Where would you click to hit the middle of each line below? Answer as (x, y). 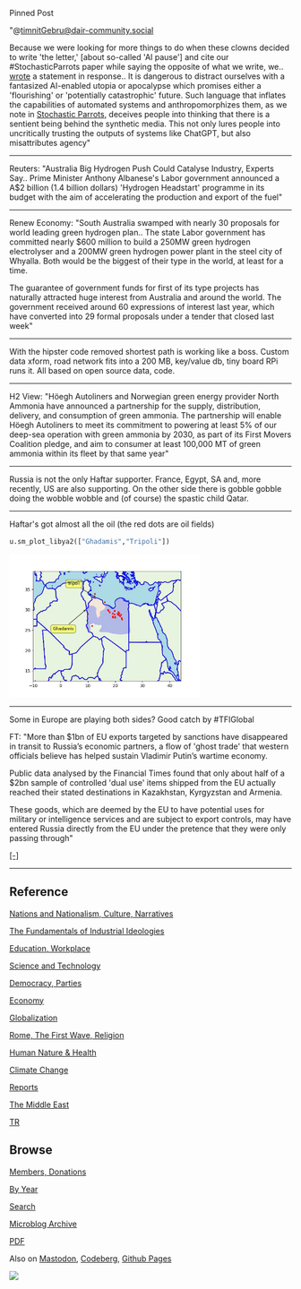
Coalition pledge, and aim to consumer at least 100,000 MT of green (135, 444)
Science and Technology (55, 966)
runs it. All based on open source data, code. (92, 370)
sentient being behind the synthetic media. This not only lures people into (145, 124)
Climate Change (39, 1070)
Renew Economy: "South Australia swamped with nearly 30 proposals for (145, 223)
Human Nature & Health (53, 1053)
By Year (24, 1189)
